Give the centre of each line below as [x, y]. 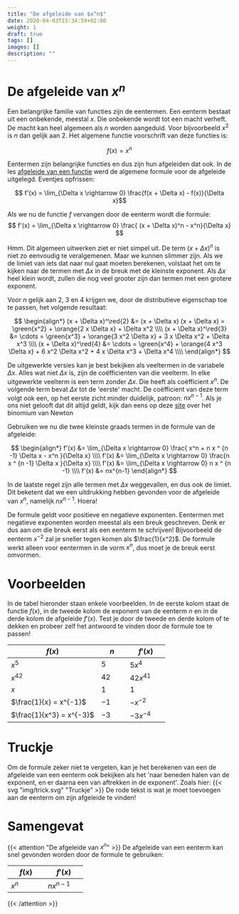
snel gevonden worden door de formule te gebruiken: [85, 855]
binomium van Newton [40, 413]
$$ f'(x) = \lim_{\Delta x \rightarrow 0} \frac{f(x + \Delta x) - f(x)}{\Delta [119, 193]
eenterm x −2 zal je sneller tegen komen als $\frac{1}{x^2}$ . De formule [111, 538]
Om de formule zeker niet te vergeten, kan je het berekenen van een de [112, 767]
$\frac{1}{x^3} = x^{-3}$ [53, 715]
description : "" [31, 54]
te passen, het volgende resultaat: [57, 308]
